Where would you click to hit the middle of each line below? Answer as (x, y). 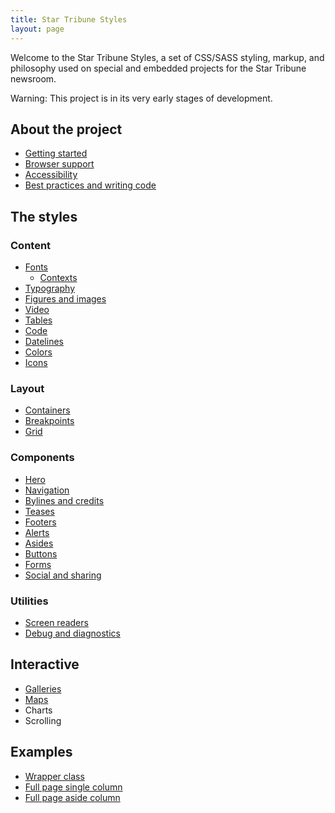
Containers (47, 410)
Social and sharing (63, 575)
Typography (50, 288)
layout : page (37, 29)
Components (42, 458)
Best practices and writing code (90, 185)
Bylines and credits (64, 500)
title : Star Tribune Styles (69, 19)
